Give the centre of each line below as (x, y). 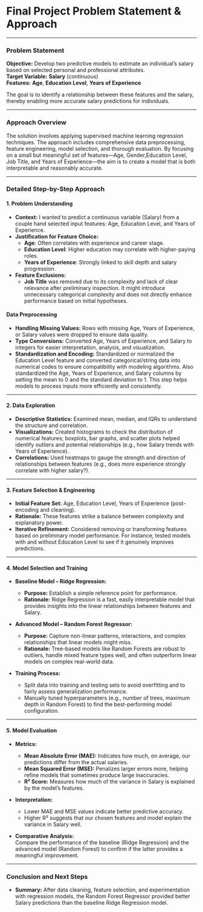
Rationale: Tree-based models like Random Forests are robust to (105, 649)
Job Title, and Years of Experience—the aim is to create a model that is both (101, 161)
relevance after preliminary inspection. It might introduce (95, 288)
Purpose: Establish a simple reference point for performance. (101, 593)
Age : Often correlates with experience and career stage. (94, 243)
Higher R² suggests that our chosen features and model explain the (108, 818)
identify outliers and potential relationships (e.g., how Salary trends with (105, 445)
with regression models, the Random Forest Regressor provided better (102, 896)
